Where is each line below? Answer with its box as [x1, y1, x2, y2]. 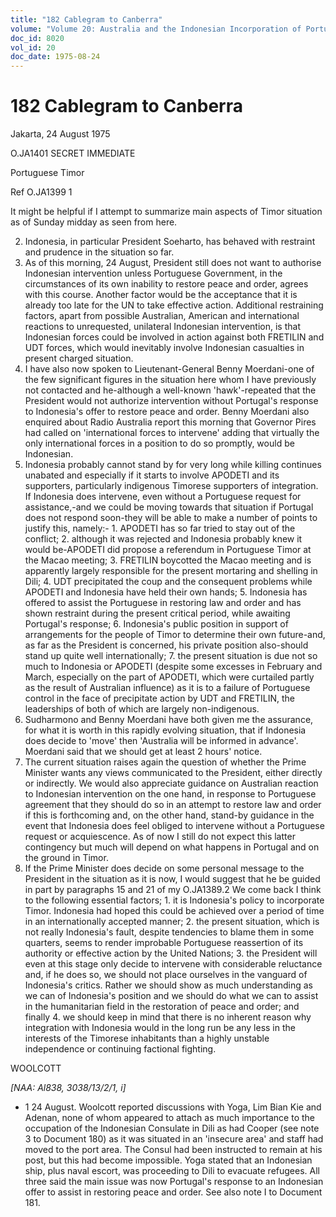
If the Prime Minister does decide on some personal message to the [24, 862, 305, 875]
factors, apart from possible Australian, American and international [24, 310, 300, 322]
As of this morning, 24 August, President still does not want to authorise [24, 257, 322, 269]
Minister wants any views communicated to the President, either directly [24, 767, 323, 779]
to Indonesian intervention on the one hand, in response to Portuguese [24, 788, 317, 800]
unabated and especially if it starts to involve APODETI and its [24, 469, 280, 481]
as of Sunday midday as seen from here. [10, 216, 178, 228]
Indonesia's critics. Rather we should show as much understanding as [24, 979, 313, 991]
